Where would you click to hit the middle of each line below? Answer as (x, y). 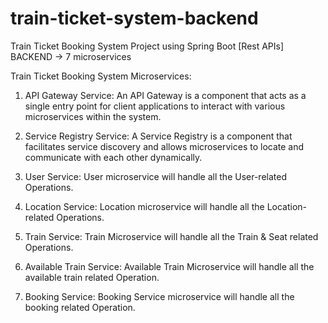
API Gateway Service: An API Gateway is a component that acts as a (165, 95)
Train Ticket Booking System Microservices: (101, 76)
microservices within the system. (93, 116)
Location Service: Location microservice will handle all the (144, 206)
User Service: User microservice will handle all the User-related (155, 176)
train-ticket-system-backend (134, 18)
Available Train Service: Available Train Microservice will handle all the (169, 266)
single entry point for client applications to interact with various (155, 106)
